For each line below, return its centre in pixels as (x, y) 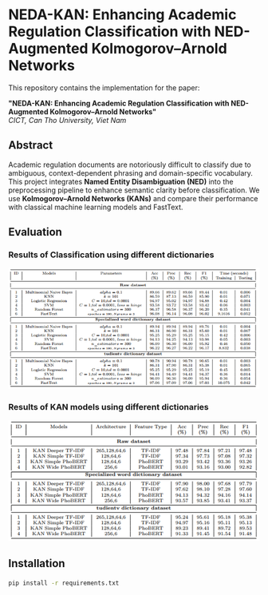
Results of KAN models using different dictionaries (108, 407)
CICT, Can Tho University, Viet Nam (67, 120)
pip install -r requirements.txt (64, 583)
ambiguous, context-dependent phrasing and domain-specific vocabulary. (131, 173)
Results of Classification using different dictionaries (111, 255)
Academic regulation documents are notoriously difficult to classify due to (130, 165)
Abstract (31, 145)
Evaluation (35, 232)
